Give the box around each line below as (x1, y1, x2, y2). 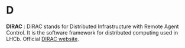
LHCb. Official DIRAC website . (6, 35, 80, 42)
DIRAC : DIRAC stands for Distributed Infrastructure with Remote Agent (6, 23, 179, 30)
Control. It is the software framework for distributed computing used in (6, 29, 178, 36)
